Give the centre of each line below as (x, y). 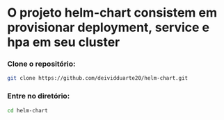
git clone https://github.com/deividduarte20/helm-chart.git (98, 78)
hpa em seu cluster (64, 42)
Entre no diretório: (39, 96)
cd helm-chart (28, 110)
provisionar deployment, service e (109, 27)
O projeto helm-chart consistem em (112, 13)
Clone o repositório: (41, 64)
